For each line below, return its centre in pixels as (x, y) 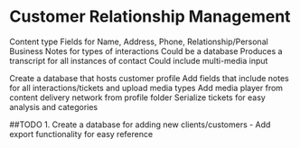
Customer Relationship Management (150, 17)
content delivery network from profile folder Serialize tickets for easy (138, 97)
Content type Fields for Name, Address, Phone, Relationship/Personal (139, 42)
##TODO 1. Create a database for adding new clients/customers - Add (140, 125)
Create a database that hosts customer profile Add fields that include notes (149, 78)
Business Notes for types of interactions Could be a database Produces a (146, 51)
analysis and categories (54, 106)
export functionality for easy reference (81, 134)
